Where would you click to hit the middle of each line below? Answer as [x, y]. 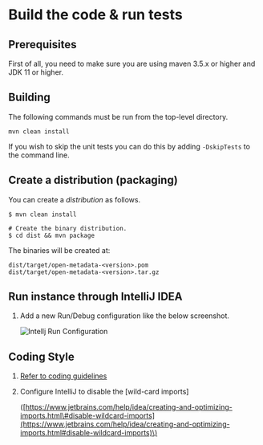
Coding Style [41, 356]
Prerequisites [42, 45]
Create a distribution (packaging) [93, 180]
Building [29, 98]
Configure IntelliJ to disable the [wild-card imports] [104, 392]
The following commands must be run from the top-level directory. [118, 116]
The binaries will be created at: [59, 250]
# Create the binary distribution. [68, 228]
